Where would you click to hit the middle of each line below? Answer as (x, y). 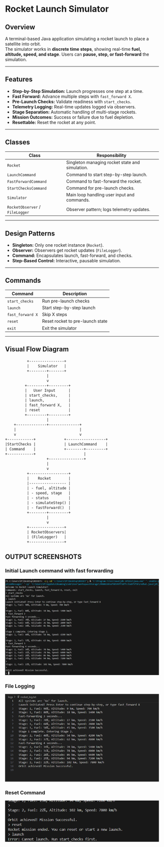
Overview (20, 27)
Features (19, 79)
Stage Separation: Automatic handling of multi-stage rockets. (74, 112)
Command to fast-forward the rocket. (104, 181)
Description (75, 294)
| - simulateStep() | (49, 503)
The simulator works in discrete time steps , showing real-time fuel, (73, 49)
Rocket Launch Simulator (57, 9)
